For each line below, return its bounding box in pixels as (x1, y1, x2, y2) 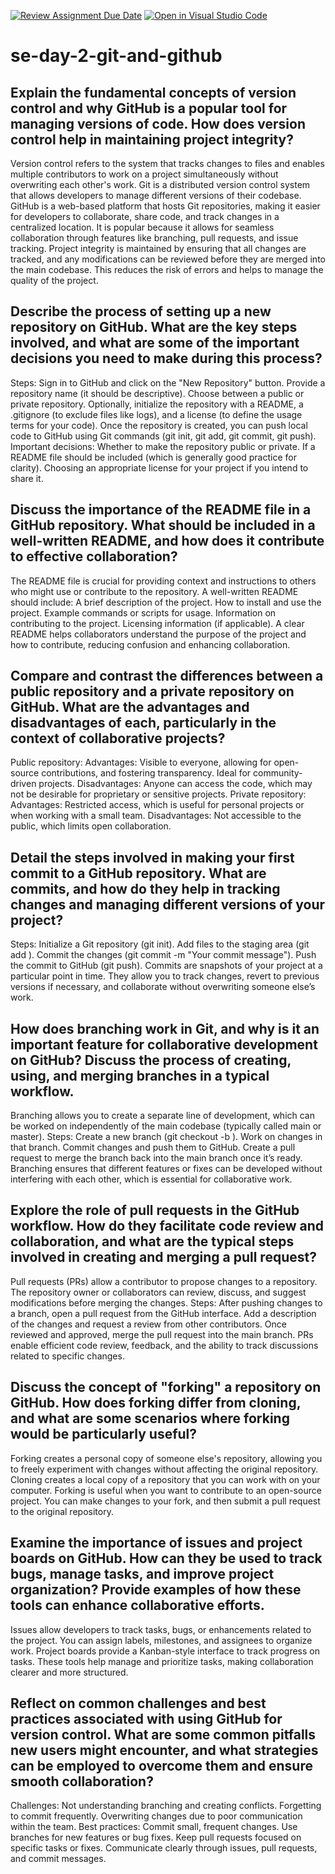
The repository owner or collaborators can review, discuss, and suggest (10, 1286, 307, 1298)
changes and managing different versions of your (10, 896, 326, 913)
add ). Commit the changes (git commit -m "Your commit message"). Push (10, 949, 317, 961)
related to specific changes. (10, 1350, 125, 1362)
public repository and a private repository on (10, 683, 295, 700)
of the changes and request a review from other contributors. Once (10, 1318, 287, 1330)
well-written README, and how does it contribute (10, 533, 325, 550)
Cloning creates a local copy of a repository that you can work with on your (10, 1473, 321, 1485)
